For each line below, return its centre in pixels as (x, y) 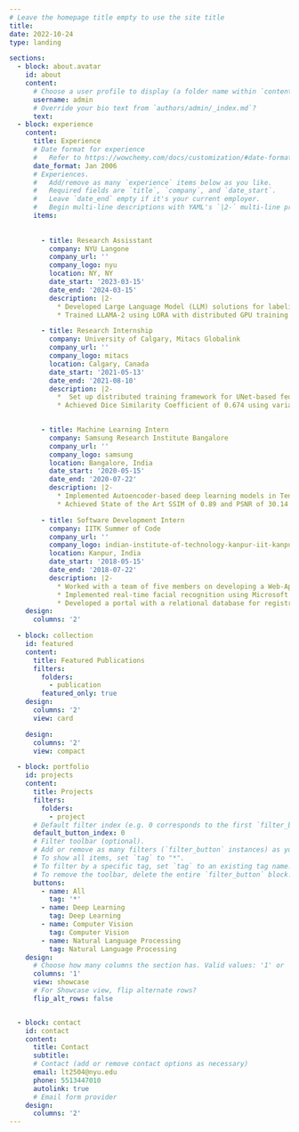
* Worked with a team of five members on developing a (161, 586)
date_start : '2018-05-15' (97, 562)
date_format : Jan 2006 (75, 166)
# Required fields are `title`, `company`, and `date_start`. (154, 191)
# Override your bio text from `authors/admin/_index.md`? (144, 108)
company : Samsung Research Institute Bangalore (138, 438)
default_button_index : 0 (79, 833)
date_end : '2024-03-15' (93, 290)
